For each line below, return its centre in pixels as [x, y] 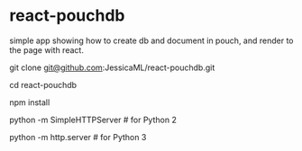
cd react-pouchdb [43, 84]
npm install [30, 102]
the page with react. [46, 49]
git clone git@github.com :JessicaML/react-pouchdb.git [112, 67]
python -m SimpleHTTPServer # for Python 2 [93, 120]
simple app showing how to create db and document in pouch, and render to [151, 40]
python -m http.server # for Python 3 [78, 137]
